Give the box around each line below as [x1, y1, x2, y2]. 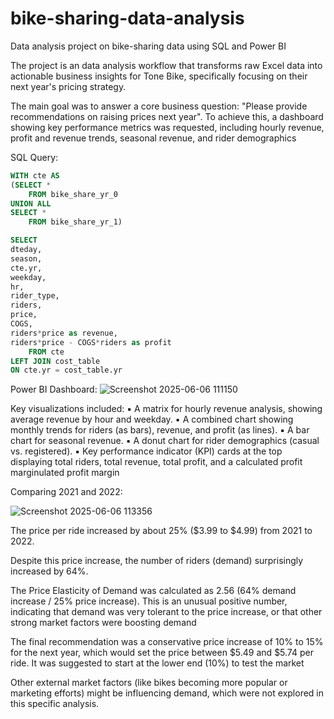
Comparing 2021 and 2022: [10, 486, 123, 498]
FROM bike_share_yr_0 [28, 189, 118, 199]
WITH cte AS [10, 170, 60, 181]
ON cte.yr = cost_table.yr [10, 365, 123, 376]
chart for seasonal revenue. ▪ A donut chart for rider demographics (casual [10, 435, 320, 447]
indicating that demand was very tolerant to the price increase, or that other [10, 606, 323, 618]
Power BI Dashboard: [10, 383, 98, 396]
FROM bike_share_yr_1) [28, 217, 123, 227]
